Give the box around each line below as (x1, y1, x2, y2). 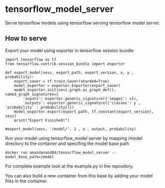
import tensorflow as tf (5, 57, 56, 62)
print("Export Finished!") (14, 118, 70, 123)
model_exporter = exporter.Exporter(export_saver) (14, 83, 121, 88)
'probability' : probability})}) (5, 105, 74, 110)
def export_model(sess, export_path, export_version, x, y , (5, 70, 134, 75)
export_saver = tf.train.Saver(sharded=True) (14, 78, 110, 84)
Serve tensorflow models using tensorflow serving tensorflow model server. (5, 20, 161, 26)
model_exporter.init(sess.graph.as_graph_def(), (14, 87, 116, 92)
